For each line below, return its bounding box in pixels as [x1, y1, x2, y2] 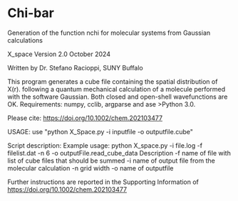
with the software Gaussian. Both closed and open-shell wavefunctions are [7, 92, 228, 101]
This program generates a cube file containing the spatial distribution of [7, 77, 218, 86]
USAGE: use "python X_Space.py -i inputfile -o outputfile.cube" [7, 127, 194, 136]
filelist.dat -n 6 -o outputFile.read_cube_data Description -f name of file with [7, 148, 232, 157]
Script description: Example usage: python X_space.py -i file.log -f [7, 141, 203, 150]
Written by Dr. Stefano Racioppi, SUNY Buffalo [7, 63, 144, 72]
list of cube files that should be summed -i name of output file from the [7, 156, 215, 165]
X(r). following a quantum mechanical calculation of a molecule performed [7, 85, 226, 93]
